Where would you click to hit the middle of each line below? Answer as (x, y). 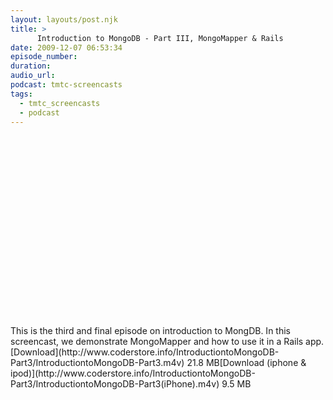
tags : (21, 94)
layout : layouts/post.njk (64, 19)
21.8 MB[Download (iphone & (246, 363)
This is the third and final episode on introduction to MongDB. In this (150, 331)
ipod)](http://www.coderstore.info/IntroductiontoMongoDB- (133, 373)
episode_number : (44, 57)
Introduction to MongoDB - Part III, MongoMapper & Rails (160, 38)
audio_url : (33, 76)
